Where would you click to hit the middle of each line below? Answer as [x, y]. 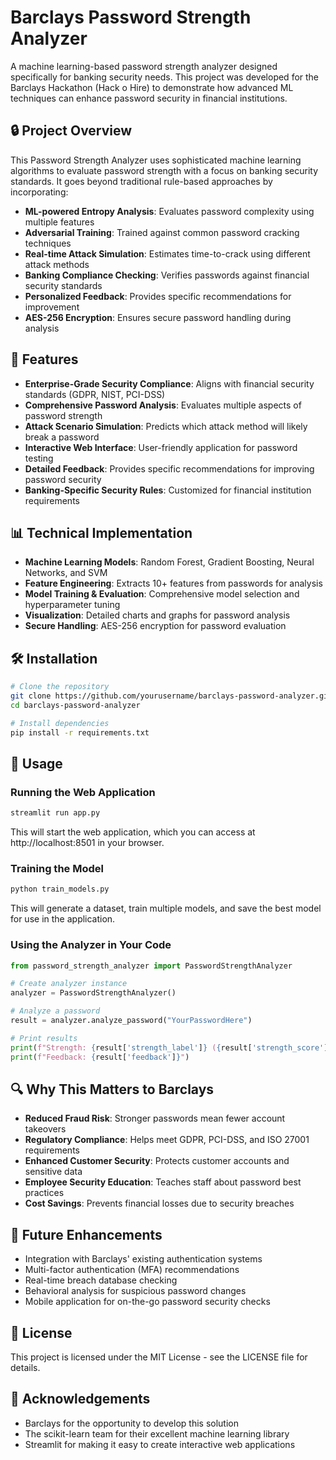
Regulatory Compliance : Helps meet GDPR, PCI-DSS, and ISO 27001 [167, 1140]
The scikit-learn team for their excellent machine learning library [157, 1433]
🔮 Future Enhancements [86, 1234]
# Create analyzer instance [69, 984]
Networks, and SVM [66, 573]
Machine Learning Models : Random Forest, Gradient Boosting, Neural [169, 562]
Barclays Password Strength [131, 17]
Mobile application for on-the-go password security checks [147, 1302]
